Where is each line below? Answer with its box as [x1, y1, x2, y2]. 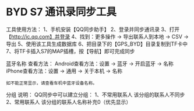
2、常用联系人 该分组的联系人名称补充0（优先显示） [6, 98, 132, 105]
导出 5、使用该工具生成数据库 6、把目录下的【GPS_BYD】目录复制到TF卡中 [6, 40, 188, 47]
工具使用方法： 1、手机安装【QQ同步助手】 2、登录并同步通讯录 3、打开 [6, 26, 180, 33]
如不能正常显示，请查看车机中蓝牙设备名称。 [6, 80, 97, 86]
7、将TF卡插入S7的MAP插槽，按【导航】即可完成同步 [6, 47, 135, 54]
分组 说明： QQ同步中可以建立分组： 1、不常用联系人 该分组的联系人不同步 [6, 91, 185, 98]
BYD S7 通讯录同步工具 [6, 5, 117, 19]
